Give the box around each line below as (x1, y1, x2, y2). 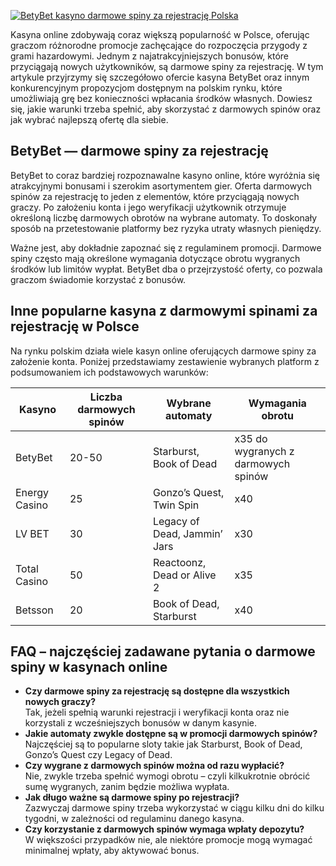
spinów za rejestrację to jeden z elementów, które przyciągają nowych (10, 190, 300, 202)
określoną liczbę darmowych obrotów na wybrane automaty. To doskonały (10, 211, 318, 224)
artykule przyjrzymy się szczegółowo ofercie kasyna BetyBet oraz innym (10, 71, 310, 83)
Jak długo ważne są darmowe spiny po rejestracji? (24, 791, 240, 804)
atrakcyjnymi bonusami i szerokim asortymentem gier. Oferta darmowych (10, 180, 313, 192)
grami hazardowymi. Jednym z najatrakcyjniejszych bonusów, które (10, 50, 290, 62)
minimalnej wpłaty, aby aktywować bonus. (24, 845, 200, 857)
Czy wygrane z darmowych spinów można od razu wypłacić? (24, 760, 285, 772)
